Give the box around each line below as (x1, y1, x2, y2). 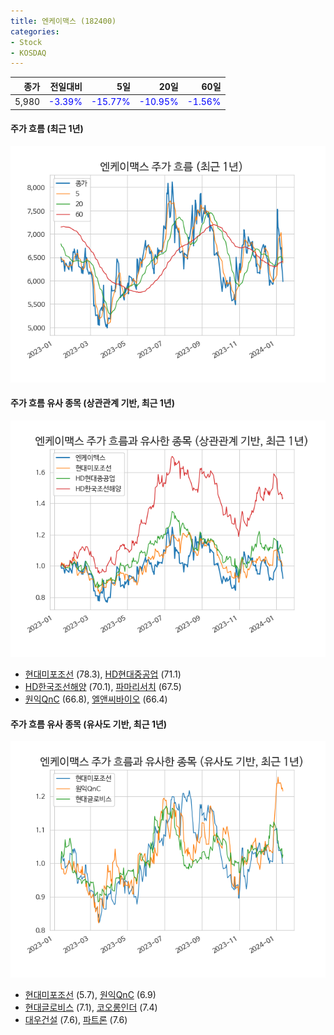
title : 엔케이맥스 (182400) (10, 16, 117, 26)
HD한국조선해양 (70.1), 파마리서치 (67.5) (24, 680, 182, 692)
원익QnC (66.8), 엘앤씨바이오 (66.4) (24, 693, 168, 705)
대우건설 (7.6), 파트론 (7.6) (24, 1014, 128, 1026)
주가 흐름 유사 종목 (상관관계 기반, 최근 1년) (10, 397, 176, 409)
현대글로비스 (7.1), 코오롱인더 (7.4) (24, 1001, 158, 1014)
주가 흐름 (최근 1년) (10, 123, 84, 135)
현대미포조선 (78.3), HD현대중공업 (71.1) (24, 668, 182, 680)
